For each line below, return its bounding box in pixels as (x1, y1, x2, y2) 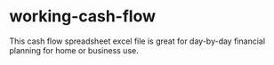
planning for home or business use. (9, 45, 140, 55)
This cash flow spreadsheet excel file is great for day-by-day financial (9, 36, 265, 46)
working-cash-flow (9, 6, 157, 27)
